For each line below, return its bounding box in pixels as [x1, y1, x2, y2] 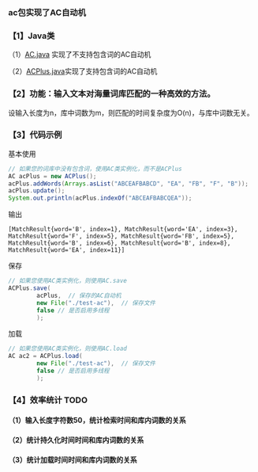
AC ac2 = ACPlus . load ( [8, 352, 83, 360]
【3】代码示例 [8, 129, 62, 140]
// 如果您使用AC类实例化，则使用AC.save [8, 277, 128, 285]
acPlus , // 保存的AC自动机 [36, 291, 122, 299]
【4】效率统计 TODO [8, 394, 88, 405]
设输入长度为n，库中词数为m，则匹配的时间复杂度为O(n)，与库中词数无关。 [8, 108, 254, 117]
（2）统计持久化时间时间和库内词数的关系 [8, 435, 144, 444]
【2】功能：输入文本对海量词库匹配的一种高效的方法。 [8, 89, 215, 100]
